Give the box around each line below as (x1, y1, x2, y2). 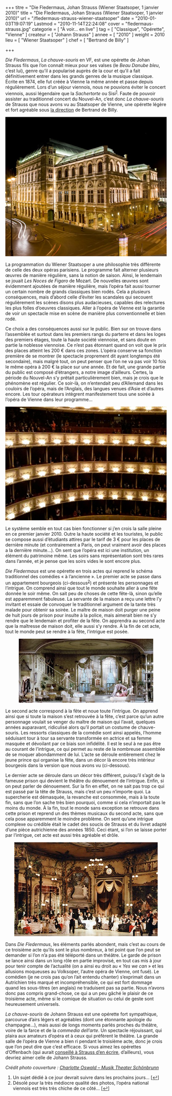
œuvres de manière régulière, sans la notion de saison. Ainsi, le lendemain (5, 272, 162, 278)
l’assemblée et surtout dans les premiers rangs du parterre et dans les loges (5, 331, 166, 337)
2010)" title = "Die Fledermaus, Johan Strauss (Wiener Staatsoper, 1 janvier (5, 10, 164, 16)
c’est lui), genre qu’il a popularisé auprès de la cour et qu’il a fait (5, 68, 141, 74)
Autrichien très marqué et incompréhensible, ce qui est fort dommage (5, 979, 153, 985)
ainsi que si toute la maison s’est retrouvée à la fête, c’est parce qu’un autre (5, 713, 164, 720)
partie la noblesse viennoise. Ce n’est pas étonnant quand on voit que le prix (5, 342, 166, 348)
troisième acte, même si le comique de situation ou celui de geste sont (5, 996, 154, 1002)
